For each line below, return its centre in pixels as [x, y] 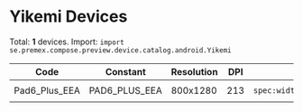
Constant [125, 71]
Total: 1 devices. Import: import [67, 42]
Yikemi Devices [69, 17]
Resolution [194, 71]
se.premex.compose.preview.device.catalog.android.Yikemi [120, 50]
